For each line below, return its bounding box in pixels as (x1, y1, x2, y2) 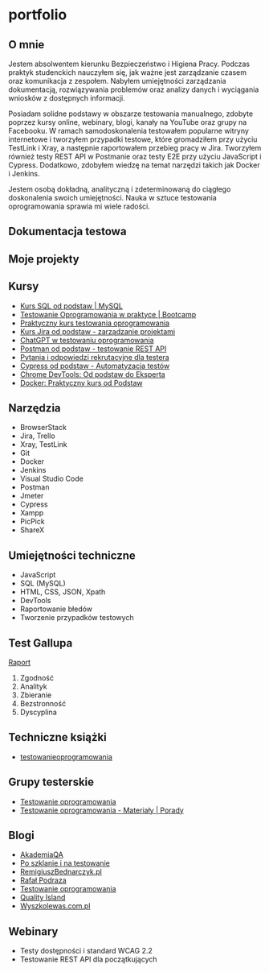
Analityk (19, 682, 47, 692)
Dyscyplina (19, 707, 58, 718)
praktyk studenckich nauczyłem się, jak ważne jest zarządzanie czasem (8, 68, 247, 77)
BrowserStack (19, 423, 67, 432)
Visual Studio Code (19, 474, 84, 484)
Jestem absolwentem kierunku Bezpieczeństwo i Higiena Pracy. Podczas (8, 59, 251, 68)
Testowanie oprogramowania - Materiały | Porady (19, 805, 185, 815)
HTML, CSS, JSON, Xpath (19, 587, 106, 597)
